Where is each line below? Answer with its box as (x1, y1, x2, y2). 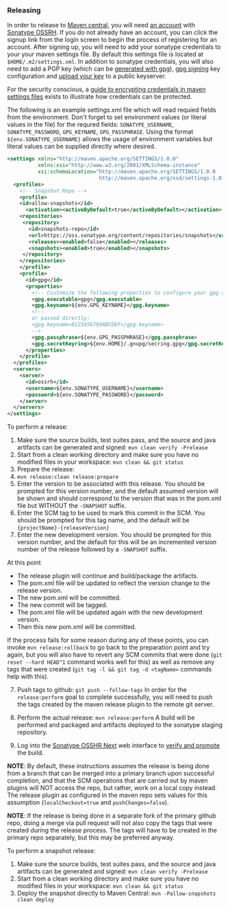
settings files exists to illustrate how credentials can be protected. (7, 93, 192, 101)
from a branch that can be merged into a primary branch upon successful (7, 770, 214, 778)
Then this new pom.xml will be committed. (16, 623, 137, 631)
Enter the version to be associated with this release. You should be (16, 480, 205, 488)
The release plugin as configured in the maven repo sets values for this (7, 791, 207, 800)
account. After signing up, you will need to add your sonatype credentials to (7, 43, 221, 51)
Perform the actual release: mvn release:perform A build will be (16, 713, 195, 722)
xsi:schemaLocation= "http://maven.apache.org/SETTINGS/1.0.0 (37, 169, 216, 175)
